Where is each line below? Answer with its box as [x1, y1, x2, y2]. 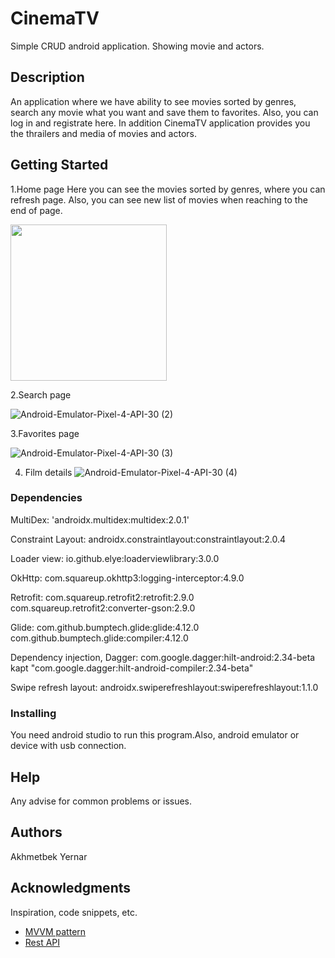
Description [10, 69, 85, 86]
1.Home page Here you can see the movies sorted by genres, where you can [10, 183, 326, 195]
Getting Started [10, 157, 109, 174]
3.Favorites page [10, 427, 80, 439]
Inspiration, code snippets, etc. [10, 906, 138, 918]
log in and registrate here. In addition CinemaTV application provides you [10, 117, 311, 129]
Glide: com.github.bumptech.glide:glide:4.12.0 [10, 621, 200, 633]
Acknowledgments [10, 880, 132, 897]
